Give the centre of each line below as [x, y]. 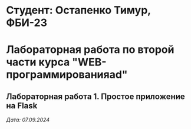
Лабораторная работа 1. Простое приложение [96, 96]
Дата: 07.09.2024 [28, 120]
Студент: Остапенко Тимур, [79, 10]
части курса [38, 62]
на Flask [22, 106]
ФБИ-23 [27, 23]
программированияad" [67, 75]
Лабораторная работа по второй [90, 50]
